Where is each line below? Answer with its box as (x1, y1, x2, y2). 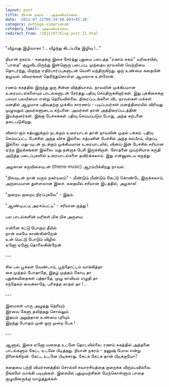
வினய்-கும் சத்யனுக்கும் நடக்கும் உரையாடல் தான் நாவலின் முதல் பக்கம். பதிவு (5, 130, 153, 135)
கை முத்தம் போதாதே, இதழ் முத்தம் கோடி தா (5, 269, 92, 275)
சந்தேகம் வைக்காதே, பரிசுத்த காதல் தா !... (5, 281, 87, 287)
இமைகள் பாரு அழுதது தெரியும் (5, 303, 65, 308)
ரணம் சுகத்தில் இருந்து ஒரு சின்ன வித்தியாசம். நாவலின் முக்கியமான (5, 84, 136, 90)
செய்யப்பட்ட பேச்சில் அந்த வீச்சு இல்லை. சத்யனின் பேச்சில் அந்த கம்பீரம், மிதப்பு (5, 135, 157, 141)
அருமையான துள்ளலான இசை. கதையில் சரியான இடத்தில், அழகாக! (5, 181, 137, 186)
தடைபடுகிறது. (5, 119, 32, 124)
